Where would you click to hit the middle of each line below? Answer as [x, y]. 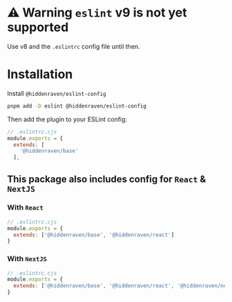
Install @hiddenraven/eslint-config [57, 93]
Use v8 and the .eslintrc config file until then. [74, 46]
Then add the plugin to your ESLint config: [67, 119]
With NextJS [27, 259]
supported [38, 27]
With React [25, 208]
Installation [40, 74]
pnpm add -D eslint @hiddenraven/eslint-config [77, 106]
